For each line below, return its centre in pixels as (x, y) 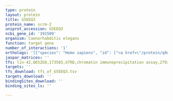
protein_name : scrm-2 (29, 24)
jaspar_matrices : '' (28, 57)
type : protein (21, 10)
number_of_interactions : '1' (37, 48)
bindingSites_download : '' (34, 81)
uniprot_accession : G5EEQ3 (34, 29)
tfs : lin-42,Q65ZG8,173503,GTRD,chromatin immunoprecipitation (75, 62)
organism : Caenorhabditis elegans (42, 39)
